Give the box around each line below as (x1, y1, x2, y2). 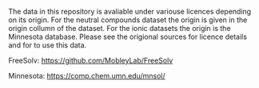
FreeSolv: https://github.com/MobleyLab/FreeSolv (8, 55, 173, 65)
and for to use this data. (8, 40, 87, 50)
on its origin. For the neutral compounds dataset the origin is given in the (8, 15, 248, 25)
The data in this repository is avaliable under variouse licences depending (8, 7, 252, 16)
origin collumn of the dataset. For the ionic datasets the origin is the (8, 24, 231, 33)
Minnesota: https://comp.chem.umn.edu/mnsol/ (8, 71, 165, 80)
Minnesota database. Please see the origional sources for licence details (8, 32, 248, 41)
